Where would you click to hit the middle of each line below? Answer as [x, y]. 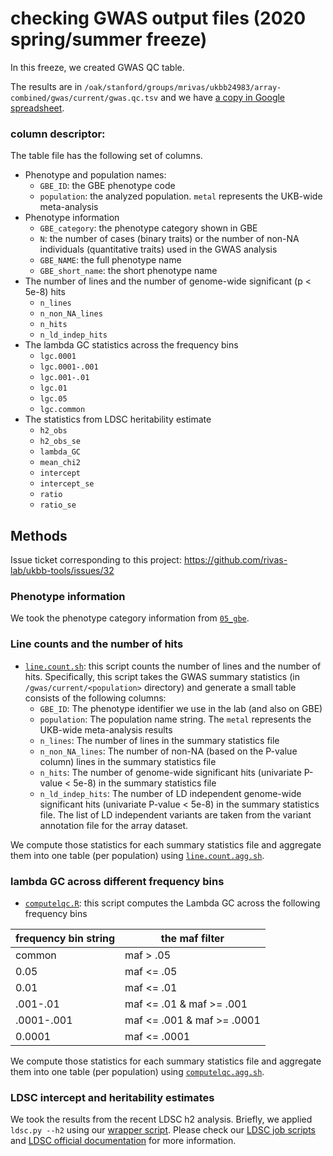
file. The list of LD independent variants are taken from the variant [175, 814]
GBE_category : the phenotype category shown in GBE [148, 228]
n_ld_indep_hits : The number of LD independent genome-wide [170, 793]
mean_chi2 [60, 463]
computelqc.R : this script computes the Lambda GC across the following [172, 903]
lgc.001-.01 [64, 378]
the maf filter [192, 938]
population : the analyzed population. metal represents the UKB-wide [181, 196]
